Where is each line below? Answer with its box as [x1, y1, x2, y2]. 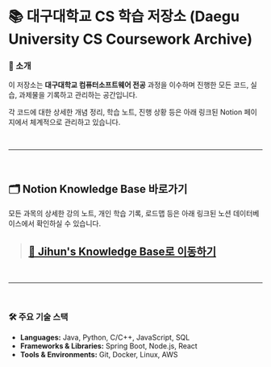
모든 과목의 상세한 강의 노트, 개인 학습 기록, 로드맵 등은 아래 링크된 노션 [8, 209, 231, 219]
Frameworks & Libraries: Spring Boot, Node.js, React [19, 341, 198, 351]
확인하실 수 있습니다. [35, 219, 102, 228]
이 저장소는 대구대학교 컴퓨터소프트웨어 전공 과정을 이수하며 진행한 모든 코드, [8, 80, 249, 90]
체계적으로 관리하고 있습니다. [29, 118, 121, 127]
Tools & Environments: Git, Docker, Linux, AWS [19, 350, 178, 360]
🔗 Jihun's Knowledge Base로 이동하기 [27, 244, 216, 258]
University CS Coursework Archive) [8, 30, 252, 48]
